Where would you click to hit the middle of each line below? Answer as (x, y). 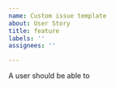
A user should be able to (49, 76)
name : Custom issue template (57, 16)
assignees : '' (32, 46)
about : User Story (39, 23)
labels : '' (27, 38)
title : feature (34, 31)
